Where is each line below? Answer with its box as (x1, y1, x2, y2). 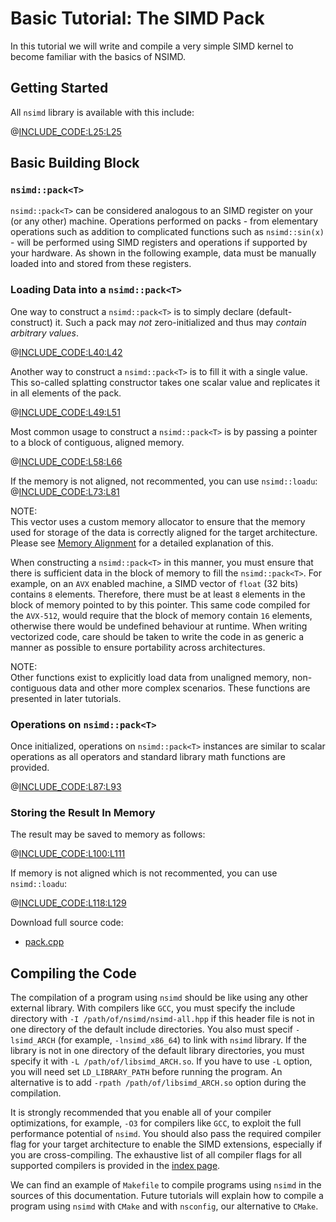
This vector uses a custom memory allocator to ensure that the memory (10, 515, 306, 527)
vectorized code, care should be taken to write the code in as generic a (10, 630, 305, 642)
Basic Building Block (10, 155, 140, 172)
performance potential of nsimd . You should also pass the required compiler (10, 1128, 322, 1140)
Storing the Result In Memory (10, 805, 156, 819)
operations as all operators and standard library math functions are (10, 751, 286, 763)
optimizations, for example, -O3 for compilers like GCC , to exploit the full (10, 1117, 302, 1129)
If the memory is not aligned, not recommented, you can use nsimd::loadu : (10, 475, 318, 487)
